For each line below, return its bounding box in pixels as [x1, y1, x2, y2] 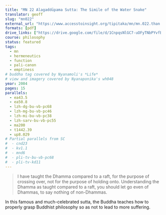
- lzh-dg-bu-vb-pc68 [9, 104, 52, 109]
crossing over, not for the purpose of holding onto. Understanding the [17, 178, 160, 184]
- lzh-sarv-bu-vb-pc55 [9, 118, 56, 123]
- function [9, 58, 32, 63]
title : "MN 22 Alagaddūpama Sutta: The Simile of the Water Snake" [5, 7, 147, 12]
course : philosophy [5, 35, 45, 40]
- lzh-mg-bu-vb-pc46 [9, 109, 52, 114]
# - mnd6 [5, 150, 26, 155]
